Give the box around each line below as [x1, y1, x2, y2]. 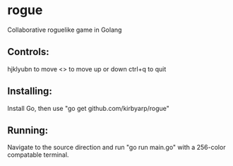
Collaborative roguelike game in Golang [7, 25, 122, 34]
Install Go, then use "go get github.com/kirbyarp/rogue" [7, 104, 169, 112]
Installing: [7, 85, 53, 97]
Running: [7, 124, 49, 136]
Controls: [7, 46, 49, 58]
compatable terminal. [7, 150, 69, 159]
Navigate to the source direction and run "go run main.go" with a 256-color [7, 143, 226, 152]
